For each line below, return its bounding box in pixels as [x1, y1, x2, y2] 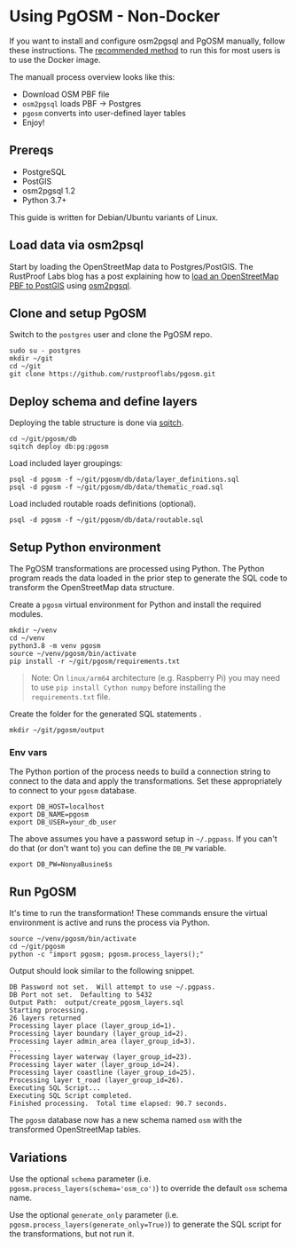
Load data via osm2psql [9, 238, 144, 253]
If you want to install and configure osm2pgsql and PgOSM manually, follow [9, 36, 285, 46]
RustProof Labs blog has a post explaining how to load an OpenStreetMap [9, 271, 279, 281]
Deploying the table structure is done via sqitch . [9, 417, 184, 428]
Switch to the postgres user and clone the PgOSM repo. [9, 329, 213, 340]
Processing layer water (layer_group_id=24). [9, 1061, 180, 1070]
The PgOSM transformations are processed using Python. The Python [9, 564, 265, 573]
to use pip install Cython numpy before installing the [30, 682, 226, 692]
